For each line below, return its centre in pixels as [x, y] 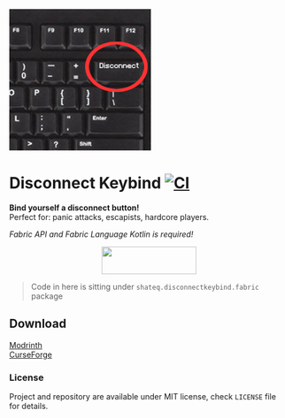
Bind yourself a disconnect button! [74, 208]
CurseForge [31, 354]
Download [38, 324]
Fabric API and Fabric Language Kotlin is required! [101, 234]
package [47, 296]
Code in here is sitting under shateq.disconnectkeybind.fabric [145, 286]
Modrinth [26, 345]
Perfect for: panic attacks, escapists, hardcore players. [109, 217]
